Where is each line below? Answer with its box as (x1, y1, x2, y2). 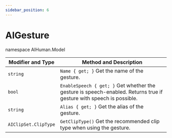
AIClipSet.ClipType (8, 121, 55, 127)
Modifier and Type (8, 58, 55, 65)
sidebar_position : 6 (5, 7, 50, 13)
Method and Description (81, 58, 142, 65)
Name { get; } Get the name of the (60, 67, 144, 74)
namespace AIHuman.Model (5, 47, 66, 53)
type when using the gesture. (60, 124, 131, 131)
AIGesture (5, 29, 50, 41)
